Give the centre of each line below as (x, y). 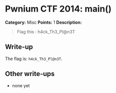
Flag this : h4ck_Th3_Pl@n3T (46, 31)
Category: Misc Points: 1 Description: (43, 22)
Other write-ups (30, 74)
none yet (21, 85)
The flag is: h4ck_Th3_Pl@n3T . (34, 59)
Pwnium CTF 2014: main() (58, 9)
